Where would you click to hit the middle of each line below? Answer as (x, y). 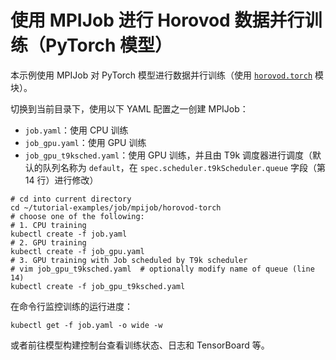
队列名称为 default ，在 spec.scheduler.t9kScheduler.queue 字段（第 (184, 167)
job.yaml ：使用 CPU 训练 (76, 130)
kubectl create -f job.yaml (69, 234)
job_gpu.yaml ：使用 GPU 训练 (85, 142)
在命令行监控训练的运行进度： (71, 306)
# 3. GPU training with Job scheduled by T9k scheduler (129, 260)
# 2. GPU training (48, 242)
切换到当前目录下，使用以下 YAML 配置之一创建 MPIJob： (129, 108)
